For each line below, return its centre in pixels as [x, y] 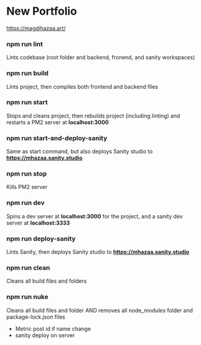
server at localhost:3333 [38, 223]
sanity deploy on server [45, 335]
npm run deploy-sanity [41, 239]
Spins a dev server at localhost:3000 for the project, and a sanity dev [95, 216]
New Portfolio [42, 11]
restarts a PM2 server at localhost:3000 [57, 122]
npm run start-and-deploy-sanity [57, 138]
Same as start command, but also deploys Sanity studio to [79, 152]
